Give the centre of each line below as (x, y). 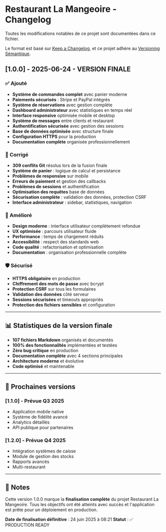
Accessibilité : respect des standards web (56, 242)
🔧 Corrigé (17, 154)
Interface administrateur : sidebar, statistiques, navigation (72, 202)
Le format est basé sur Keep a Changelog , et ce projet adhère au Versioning (83, 48)
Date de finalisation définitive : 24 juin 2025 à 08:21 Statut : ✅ (69, 520)
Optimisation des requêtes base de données (58, 192)
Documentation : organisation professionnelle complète (69, 252)
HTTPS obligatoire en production (46, 278)
